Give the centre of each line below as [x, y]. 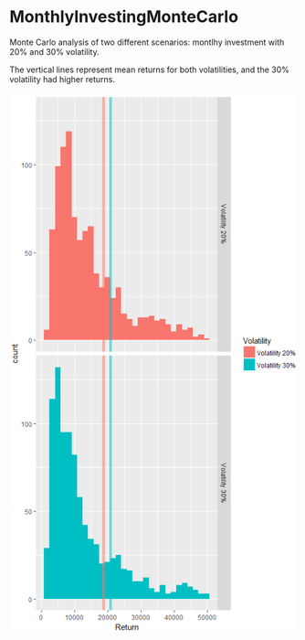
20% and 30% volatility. [54, 51]
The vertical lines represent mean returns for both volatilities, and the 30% [150, 69]
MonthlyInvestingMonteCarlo [124, 17]
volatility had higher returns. [63, 79]
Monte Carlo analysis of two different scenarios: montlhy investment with [147, 42]
